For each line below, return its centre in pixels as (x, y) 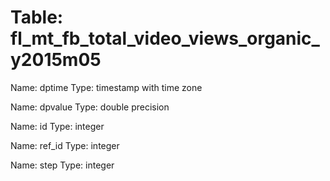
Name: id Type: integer (57, 126)
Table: (37, 17)
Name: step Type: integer (62, 165)
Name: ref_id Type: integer (65, 145)
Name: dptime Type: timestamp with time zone (106, 87)
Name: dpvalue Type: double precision (90, 107)
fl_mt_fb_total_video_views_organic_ (165, 38)
